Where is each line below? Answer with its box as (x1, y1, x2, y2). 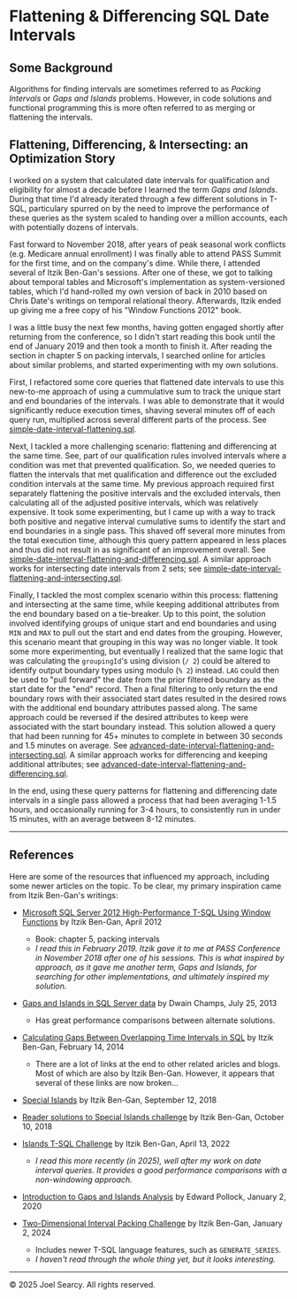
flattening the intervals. (9, 112, 94, 122)
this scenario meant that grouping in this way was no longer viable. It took (9, 636, 278, 647)
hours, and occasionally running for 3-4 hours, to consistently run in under (9, 803, 281, 815)
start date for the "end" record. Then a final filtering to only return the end (9, 683, 278, 694)
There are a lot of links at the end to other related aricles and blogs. (34, 1058, 281, 1069)
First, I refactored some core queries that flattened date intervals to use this (9, 376, 285, 387)
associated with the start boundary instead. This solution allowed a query (9, 721, 277, 732)
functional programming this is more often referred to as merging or (9, 103, 256, 112)
